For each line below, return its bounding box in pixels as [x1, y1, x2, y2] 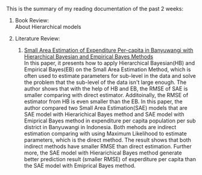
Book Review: [14, 17, 49, 24]
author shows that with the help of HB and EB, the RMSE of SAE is [24, 85, 188, 92]
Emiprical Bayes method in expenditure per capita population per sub [24, 117, 196, 124]
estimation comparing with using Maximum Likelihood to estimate [24, 130, 187, 137]
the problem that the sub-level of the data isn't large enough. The [24, 78, 187, 86]
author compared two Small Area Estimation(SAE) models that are [24, 104, 188, 111]
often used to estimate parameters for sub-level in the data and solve [24, 72, 196, 79]
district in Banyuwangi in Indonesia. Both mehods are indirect [24, 124, 177, 130]
